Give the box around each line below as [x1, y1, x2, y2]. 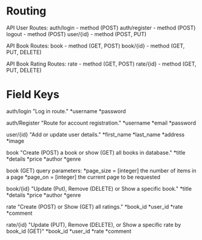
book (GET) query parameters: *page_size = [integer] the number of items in [6, 167, 197, 174]
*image [6, 137, 25, 144]
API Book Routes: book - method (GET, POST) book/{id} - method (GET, [6, 42, 185, 49]
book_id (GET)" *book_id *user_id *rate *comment [6, 227, 131, 235]
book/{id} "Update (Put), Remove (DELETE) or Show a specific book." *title [6, 185, 192, 192]
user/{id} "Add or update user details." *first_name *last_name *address [6, 131, 185, 138]
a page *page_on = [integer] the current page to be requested [6, 173, 161, 180]
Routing [6, 4, 46, 18]
